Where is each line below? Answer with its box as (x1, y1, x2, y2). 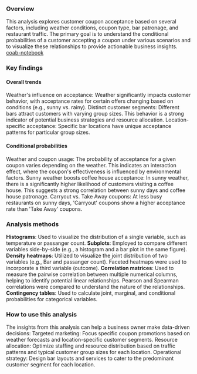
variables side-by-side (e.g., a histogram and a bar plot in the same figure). (6, 245, 188, 252)
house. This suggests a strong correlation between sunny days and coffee (6, 187, 186, 194)
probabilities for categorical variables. (6, 295, 98, 302)
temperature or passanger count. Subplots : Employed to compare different (6, 240, 188, 247)
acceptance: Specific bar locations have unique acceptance (26, 123, 172, 130)
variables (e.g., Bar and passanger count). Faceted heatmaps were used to (6, 258, 187, 265)
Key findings (6, 64, 43, 72)
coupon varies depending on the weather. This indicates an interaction (6, 161, 177, 169)
